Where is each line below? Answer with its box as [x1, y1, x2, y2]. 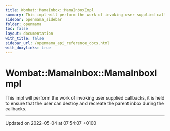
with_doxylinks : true [5, 45, 51, 50]
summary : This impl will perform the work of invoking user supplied [5, 12, 155, 17]
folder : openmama [5, 21, 42, 27]
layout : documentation [5, 31, 53, 36]
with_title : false [5, 36, 44, 41]
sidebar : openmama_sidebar [5, 17, 62, 22]
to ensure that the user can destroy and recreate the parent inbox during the [5, 100, 164, 106]
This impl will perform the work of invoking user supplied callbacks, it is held [5, 94, 165, 101]
